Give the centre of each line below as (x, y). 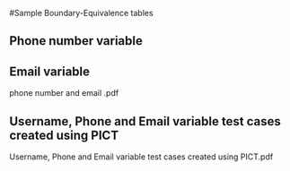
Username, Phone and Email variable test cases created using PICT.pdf (141, 157)
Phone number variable (76, 41)
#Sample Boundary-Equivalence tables (82, 13)
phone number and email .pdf (64, 93)
